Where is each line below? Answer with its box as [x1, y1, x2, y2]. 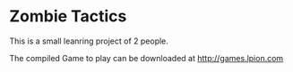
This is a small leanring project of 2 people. [9, 36, 168, 46]
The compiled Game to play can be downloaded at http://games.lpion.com [9, 52, 284, 63]
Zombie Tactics [9, 6, 127, 27]
